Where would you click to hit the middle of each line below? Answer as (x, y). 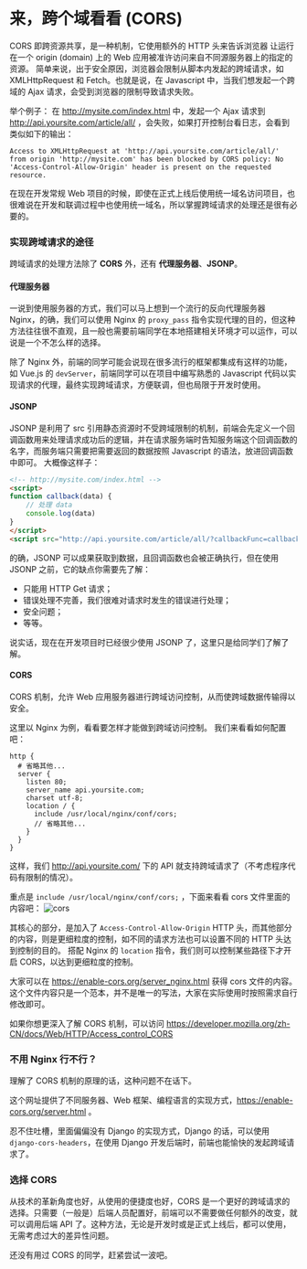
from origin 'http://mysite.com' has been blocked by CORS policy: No (147, 159)
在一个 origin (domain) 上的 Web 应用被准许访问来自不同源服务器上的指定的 (151, 57)
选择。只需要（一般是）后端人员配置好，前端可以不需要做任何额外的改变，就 (153, 1213)
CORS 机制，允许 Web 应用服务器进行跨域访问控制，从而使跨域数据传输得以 (153, 697)
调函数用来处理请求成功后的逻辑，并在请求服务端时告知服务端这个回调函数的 (153, 439)
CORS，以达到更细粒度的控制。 (79, 962)
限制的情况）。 (51, 877)
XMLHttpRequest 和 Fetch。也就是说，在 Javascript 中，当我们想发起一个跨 (152, 80)
